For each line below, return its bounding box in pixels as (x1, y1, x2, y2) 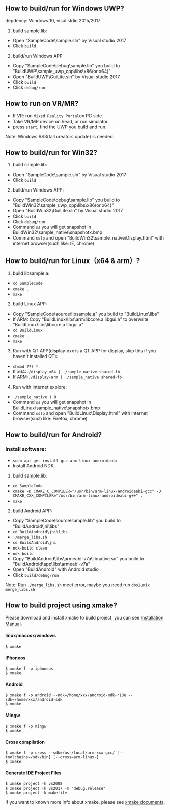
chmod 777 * (12, 364, 38, 369)
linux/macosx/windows (5, 633, 56, 639)
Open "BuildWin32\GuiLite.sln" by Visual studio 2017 (12, 208, 123, 214)
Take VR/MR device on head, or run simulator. (12, 118, 109, 124)
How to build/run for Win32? (5, 148, 98, 157)
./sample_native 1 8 (12, 395, 56, 400)
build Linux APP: (12, 301, 47, 307)
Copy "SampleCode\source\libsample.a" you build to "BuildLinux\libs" (12, 311, 159, 317)
